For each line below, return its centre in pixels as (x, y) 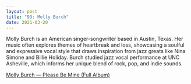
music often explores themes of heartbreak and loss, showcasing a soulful (95, 45)
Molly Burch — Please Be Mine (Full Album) (58, 75)
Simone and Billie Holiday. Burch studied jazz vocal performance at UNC (93, 57)
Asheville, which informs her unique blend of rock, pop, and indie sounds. (94, 64)
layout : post (22, 11)
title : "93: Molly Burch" (37, 17)
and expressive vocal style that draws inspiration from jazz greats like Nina (96, 51)
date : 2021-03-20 (27, 22)
